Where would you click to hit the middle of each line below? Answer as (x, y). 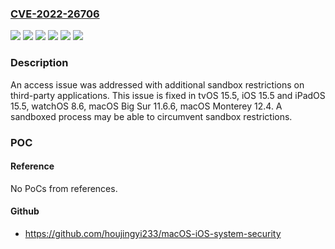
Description (39, 63)
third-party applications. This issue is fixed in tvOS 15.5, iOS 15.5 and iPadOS (168, 95)
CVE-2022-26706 (55, 14)
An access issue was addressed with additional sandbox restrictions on (157, 84)
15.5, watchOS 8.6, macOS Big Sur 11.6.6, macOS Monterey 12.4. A (146, 106)
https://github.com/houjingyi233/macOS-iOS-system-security (153, 233)
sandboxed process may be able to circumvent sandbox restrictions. (151, 116)
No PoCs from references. (64, 188)
